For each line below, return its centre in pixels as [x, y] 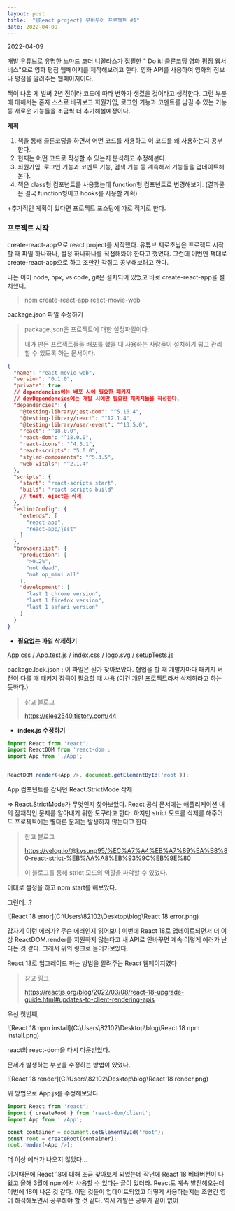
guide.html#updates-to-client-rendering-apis [90, 999]
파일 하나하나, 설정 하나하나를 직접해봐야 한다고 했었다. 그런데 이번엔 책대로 [124, 254]
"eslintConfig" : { [41, 509]
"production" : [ [44, 555]
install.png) [23, 1036]
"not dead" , [43, 568]
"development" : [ [45, 588]
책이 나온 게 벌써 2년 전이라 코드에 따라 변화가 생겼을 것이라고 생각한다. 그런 [111, 94]
